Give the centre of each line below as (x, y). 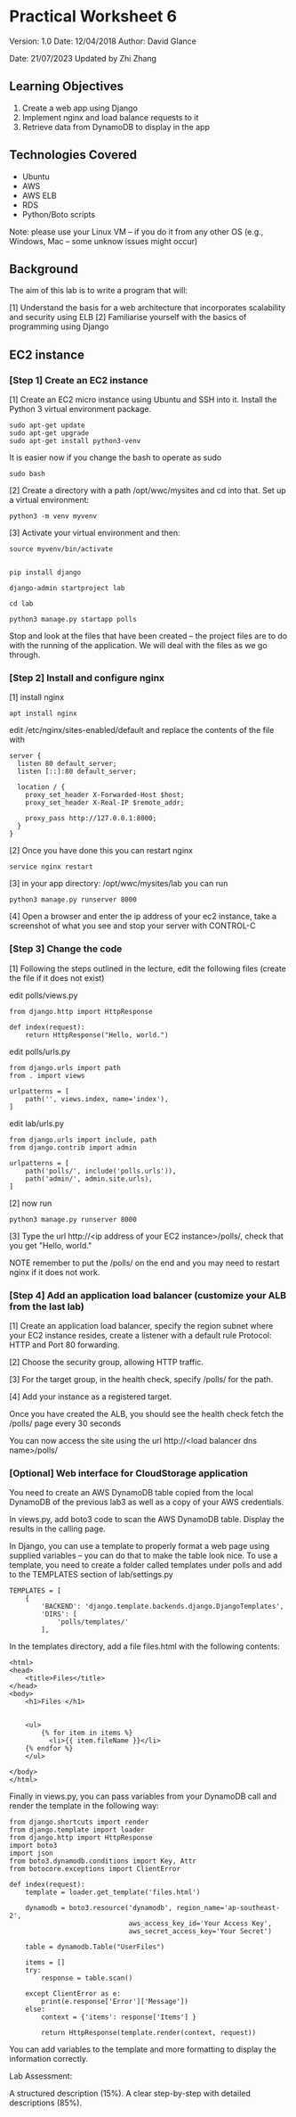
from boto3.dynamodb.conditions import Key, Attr (103, 1861)
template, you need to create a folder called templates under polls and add (146, 1565)
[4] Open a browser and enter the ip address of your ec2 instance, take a (143, 917)
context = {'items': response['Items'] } (119, 2017)
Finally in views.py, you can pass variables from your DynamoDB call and (143, 1796)
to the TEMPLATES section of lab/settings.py (91, 1575)
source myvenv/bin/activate (61, 549)
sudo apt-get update (48, 425)
